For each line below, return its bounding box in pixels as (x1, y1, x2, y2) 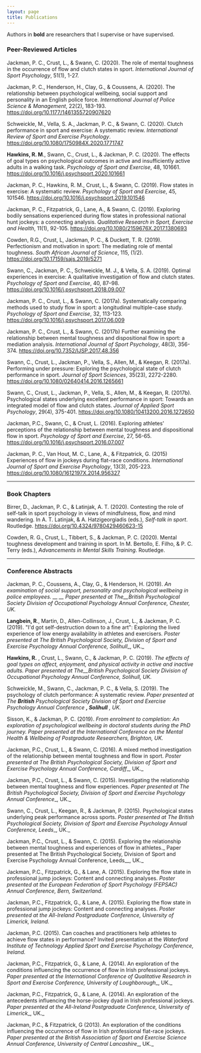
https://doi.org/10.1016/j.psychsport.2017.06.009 (7, 316, 125, 323)
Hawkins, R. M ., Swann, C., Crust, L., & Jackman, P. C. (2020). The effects (7, 150, 190, 158)
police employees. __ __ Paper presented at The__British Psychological (7, 593, 181, 600)
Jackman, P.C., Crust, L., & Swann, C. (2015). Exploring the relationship (7, 838, 181, 845)
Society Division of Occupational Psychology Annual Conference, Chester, (7, 600, 190, 607)
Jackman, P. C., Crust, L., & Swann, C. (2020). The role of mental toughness (7, 59, 194, 66)
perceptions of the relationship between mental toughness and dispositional (7, 426, 194, 433)
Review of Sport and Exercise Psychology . (7, 132, 111, 140)
